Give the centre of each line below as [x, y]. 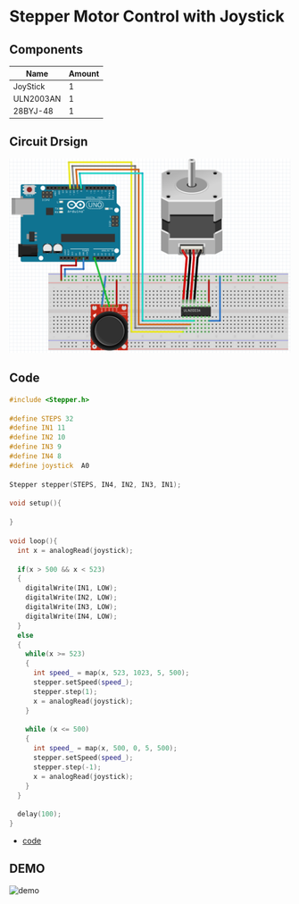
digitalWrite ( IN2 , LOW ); [71, 598]
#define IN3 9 [36, 447]
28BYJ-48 [33, 111]
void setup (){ [36, 503]
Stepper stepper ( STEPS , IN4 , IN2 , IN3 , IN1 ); [95, 484]
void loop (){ [33, 541]
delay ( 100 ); [40, 815]
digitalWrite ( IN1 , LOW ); [71, 588]
